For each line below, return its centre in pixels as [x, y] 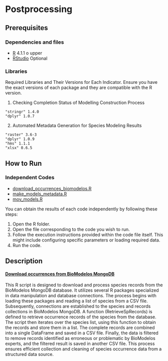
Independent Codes [30, 178]
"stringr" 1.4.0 [22, 112]
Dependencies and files [35, 42]
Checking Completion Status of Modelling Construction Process [78, 103]
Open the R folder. [31, 224]
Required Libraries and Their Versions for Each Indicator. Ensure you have [81, 82]
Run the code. [27, 245]
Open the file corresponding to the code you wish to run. [71, 229]
